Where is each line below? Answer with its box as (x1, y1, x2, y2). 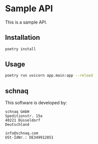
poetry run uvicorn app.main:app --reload (5, 73, 93, 78)
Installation (5, 33, 40, 42)
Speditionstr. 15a (5, 114, 43, 118)
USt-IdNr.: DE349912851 (5, 135, 54, 140)
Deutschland (5, 122, 29, 127)
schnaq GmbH (5, 109, 29, 115)
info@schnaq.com (5, 131, 38, 136)
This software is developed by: (5, 100, 67, 106)
